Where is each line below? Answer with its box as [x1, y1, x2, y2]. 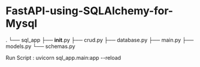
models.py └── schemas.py [5, 43, 75, 50]
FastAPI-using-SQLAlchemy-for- [5, 4, 174, 18]
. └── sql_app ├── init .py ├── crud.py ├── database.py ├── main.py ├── [5, 36, 194, 43]
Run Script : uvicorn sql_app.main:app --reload [5, 54, 121, 61]
